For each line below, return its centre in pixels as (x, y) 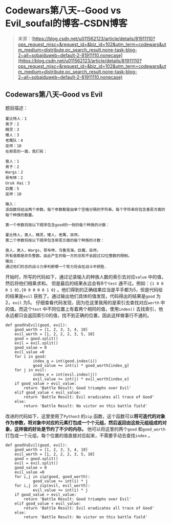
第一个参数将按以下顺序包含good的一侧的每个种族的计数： (58, 225)
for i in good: (31, 357)
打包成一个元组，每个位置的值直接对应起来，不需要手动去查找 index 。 (79, 435)
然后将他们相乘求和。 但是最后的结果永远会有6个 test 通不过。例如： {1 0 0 (84, 283)
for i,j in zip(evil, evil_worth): (52, 485)
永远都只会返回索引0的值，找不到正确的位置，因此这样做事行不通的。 (79, 315)
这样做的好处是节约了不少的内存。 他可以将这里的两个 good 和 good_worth (90, 429)
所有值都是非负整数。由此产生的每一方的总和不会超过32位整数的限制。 (69, 256)
